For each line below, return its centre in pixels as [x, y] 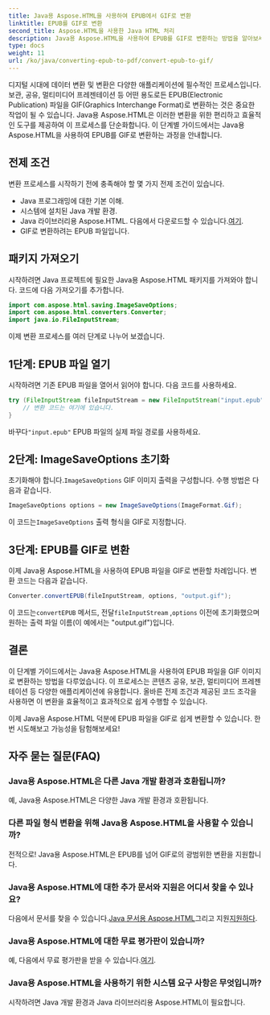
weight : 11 [27, 53]
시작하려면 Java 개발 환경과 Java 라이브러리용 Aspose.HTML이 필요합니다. [127, 1002]
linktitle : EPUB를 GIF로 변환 [55, 23]
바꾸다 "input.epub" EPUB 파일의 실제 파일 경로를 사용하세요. [104, 431]
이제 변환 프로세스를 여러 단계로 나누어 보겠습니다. [87, 336]
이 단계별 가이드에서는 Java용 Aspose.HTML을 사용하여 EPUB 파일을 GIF [124, 671]
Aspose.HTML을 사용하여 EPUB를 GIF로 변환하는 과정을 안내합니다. [115, 134]
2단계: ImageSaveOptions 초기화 [89, 459]
